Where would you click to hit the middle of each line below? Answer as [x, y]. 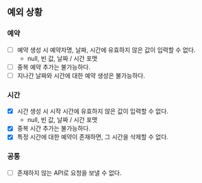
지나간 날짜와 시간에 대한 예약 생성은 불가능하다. [81, 75]
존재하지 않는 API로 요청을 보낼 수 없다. [69, 173]
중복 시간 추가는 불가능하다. [54, 128]
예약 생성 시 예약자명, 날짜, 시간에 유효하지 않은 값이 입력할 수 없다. [106, 49]
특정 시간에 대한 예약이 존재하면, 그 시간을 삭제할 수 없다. [93, 137]
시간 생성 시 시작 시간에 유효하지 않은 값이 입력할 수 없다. [93, 111]
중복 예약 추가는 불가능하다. [54, 66]
